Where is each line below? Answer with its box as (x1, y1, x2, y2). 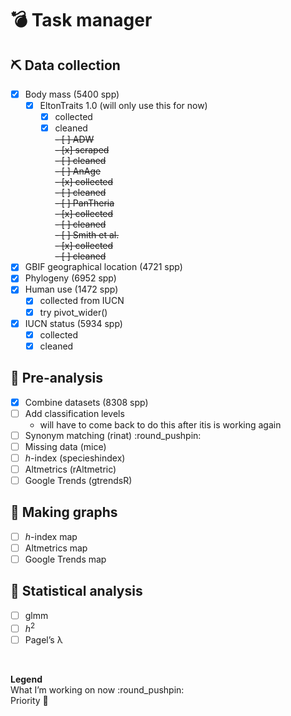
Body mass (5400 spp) (24, 88, 120, 100)
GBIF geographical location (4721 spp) (24, 261, 183, 273)
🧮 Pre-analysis (10, 370, 103, 387)
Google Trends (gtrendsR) (24, 474, 133, 486)
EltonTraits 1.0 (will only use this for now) (39, 100, 208, 112)
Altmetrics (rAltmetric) (24, 463, 117, 475)
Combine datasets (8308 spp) (24, 396, 149, 408)
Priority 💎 (10, 694, 49, 706)
